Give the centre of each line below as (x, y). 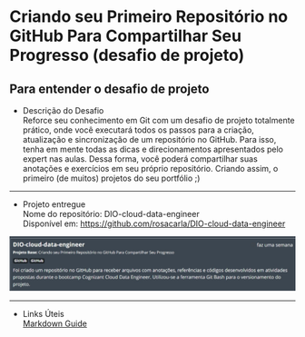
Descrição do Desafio (63, 110)
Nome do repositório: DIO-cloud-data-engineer (111, 214)
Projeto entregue (54, 204)
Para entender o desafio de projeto (109, 89)
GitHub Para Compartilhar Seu (126, 36)
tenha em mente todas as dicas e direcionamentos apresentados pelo (153, 149)
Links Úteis (44, 313)
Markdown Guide (55, 323)
